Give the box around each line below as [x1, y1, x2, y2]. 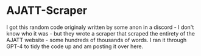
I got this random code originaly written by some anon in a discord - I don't [6, 23, 194, 31]
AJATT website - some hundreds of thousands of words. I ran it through [6, 36, 187, 43]
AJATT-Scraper [6, 4, 87, 17]
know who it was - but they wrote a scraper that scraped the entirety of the [6, 30, 195, 37]
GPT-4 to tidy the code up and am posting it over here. [6, 43, 144, 50]
